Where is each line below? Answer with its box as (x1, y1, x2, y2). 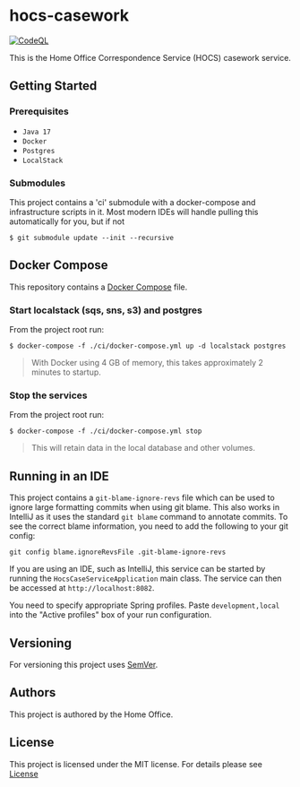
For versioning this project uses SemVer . (9, 659, 159, 670)
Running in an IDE (9, 468, 109, 484)
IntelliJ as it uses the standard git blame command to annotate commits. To (9, 512, 288, 523)
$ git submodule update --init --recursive (9, 233, 175, 242)
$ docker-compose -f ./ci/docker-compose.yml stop (9, 427, 202, 436)
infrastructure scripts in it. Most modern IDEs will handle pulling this (9, 206, 259, 217)
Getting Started (9, 78, 98, 94)
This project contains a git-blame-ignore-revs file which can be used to (9, 492, 275, 503)
